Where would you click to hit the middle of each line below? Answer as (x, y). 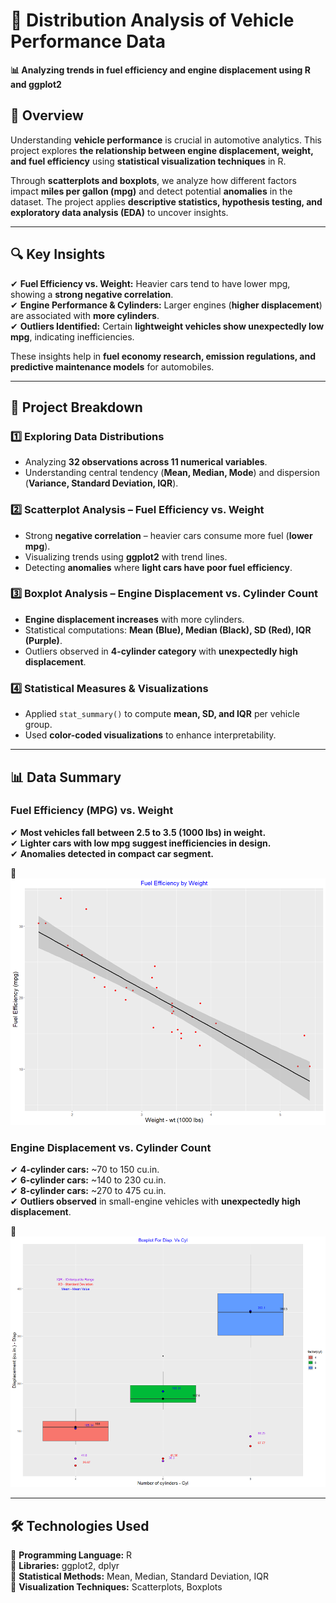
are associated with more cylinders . (85, 315)
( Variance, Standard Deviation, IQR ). (101, 483)
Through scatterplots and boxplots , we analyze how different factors (153, 180)
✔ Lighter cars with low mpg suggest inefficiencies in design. (141, 843)
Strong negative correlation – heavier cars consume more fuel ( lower (168, 535)
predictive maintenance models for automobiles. (112, 366)
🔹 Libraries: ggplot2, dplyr (65, 1565)
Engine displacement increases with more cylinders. (134, 619)
